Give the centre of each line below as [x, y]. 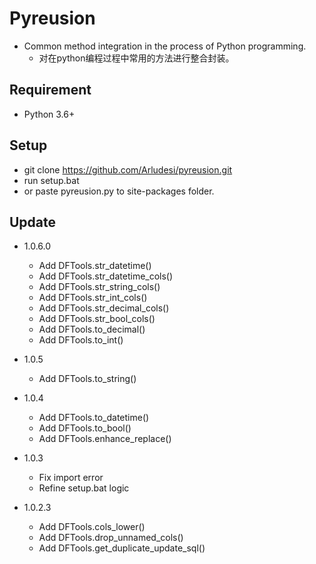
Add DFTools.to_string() [87, 379]
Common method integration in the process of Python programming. [165, 46]
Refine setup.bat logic [84, 488]
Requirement [50, 90]
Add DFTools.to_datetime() [94, 418]
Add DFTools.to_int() [81, 340]
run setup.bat [51, 180]
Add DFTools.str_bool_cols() [97, 319]
